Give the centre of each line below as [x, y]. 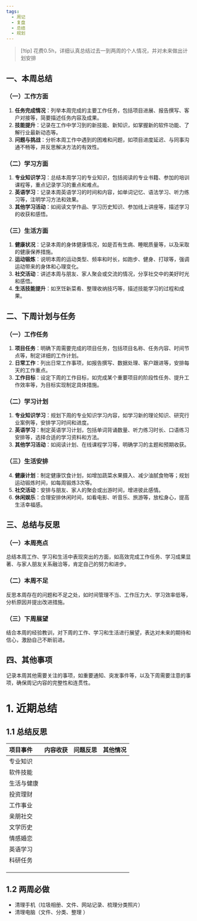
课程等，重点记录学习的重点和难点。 [58, 185]
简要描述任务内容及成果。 [71, 117]
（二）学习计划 [27, 402]
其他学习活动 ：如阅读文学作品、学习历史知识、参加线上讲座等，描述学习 [102, 207]
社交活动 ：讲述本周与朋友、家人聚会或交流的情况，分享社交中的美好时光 [102, 274]
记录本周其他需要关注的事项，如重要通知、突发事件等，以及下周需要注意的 [96, 675]
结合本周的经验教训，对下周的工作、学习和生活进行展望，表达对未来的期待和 [98, 632]
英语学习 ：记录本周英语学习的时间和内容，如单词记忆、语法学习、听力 [99, 192]
